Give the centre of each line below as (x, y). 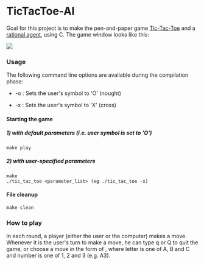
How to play (24, 222)
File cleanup (22, 195)
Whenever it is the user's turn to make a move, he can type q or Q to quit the (102, 242)
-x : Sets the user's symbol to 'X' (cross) (66, 105)
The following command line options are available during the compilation (97, 75)
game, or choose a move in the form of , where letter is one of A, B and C (98, 249)
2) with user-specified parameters (51, 161)
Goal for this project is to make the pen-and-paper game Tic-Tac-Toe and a (101, 28)
